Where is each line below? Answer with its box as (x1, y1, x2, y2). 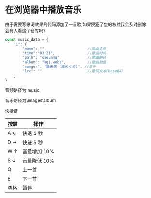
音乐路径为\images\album (5, 98, 56, 103)
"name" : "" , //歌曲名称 (22, 46, 106, 51)
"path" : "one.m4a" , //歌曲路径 (22, 55, 106, 60)
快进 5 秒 (22, 139, 43, 146)
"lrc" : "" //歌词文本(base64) (22, 69, 124, 74)
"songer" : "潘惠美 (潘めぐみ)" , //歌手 (22, 64, 96, 69)
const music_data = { (5, 37, 49, 42)
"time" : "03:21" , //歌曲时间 (22, 50, 106, 56)
